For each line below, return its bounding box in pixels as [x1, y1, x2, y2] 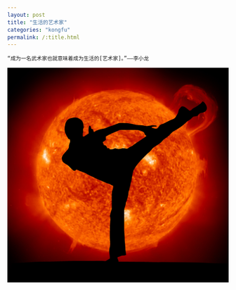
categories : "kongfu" [7, 26, 71, 33]
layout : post [7, 11, 46, 18]
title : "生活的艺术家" [7, 18, 67, 26]
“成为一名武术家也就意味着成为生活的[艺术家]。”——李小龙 [7, 55, 150, 63]
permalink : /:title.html [7, 34, 80, 41]
